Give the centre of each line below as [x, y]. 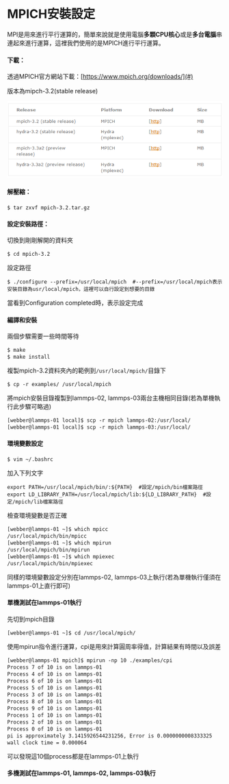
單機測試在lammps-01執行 [44, 603]
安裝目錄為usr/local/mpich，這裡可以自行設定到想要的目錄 [81, 289]
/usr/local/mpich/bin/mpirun [49, 549]
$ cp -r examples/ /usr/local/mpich [59, 385]
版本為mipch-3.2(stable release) [53, 91]
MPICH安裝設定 [51, 14]
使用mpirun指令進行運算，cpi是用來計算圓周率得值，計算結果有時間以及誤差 [114, 646]
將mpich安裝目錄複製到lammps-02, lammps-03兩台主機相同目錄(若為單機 [111, 398]
